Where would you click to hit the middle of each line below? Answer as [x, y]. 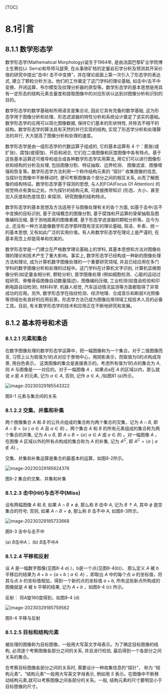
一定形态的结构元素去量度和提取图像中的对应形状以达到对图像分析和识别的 [86, 93]
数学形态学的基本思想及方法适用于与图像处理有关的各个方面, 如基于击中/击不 [84, 207]
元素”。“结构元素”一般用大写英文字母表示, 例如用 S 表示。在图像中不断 [82, 674]
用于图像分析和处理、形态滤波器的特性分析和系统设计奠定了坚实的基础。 [88, 117]
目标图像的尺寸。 [23, 686]
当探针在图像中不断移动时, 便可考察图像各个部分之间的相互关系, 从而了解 [80, 178]
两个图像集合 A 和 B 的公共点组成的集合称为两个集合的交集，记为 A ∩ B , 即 [82, 422]
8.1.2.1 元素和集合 [26, 338]
